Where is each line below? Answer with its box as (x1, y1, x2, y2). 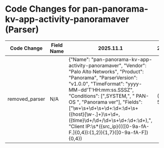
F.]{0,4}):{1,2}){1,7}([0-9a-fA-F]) (68, 129, 149, 136)
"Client (68, 123, 84, 129)
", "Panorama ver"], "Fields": (77, 98, 143, 105)
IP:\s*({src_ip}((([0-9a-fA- (85, 123, 150, 129)
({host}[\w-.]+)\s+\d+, (68, 111, 121, 117)
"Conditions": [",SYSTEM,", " (68, 92, 135, 99)
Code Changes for (5, 3, 81, 15)
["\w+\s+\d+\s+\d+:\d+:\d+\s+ (68, 105, 139, 111)
